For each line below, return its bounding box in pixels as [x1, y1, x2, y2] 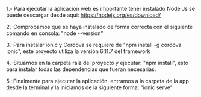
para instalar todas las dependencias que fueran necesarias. [6, 66, 156, 73]
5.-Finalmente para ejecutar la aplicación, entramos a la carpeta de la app [6, 78, 190, 84]
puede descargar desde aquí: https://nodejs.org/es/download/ [6, 11, 161, 19]
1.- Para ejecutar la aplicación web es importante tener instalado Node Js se [6, 5, 196, 12]
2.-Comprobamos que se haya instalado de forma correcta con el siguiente [6, 23, 193, 30]
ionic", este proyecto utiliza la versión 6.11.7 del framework [6, 48, 150, 55]
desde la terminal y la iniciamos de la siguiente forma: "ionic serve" [6, 84, 173, 91]
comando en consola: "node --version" [6, 30, 104, 37]
